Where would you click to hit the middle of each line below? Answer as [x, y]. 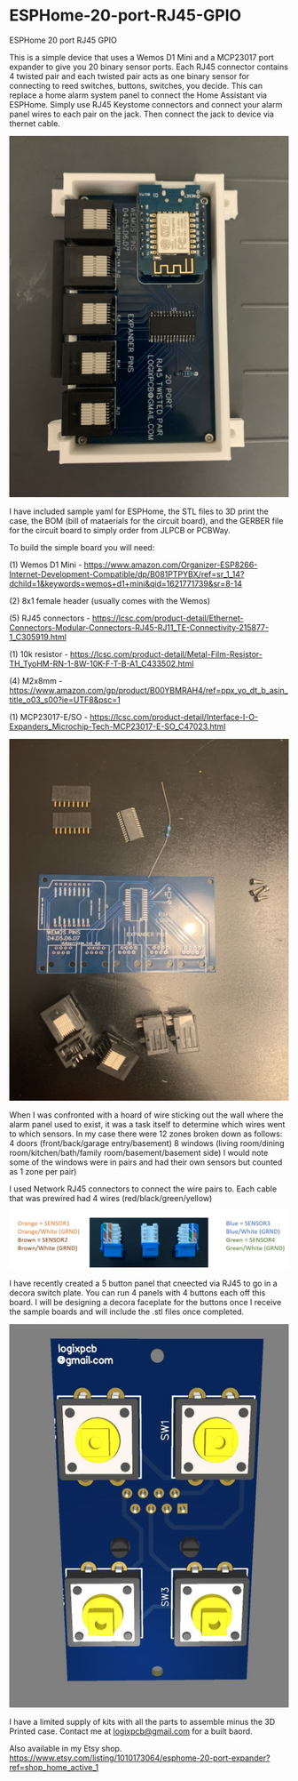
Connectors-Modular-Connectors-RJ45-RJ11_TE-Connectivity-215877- [139, 628]
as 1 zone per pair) [43, 1172]
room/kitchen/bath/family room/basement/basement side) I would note [139, 1153]
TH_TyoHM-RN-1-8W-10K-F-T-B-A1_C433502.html [102, 664]
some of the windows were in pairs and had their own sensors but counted [146, 1162]
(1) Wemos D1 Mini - [46, 565]
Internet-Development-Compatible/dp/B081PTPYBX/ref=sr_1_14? [127, 574]
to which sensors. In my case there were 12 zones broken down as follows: [146, 1134]
